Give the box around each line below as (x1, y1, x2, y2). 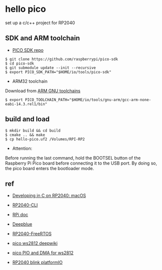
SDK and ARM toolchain (5, 34, 80, 42)
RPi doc (12, 212, 29, 218)
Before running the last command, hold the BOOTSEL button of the (5, 155, 141, 161)
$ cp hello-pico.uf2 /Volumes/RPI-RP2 (5, 136, 85, 141)
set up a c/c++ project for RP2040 (5, 20, 75, 26)
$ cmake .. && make (5, 132, 45, 137)
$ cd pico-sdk (5, 61, 35, 66)
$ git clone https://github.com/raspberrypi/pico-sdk (5, 57, 119, 62)
